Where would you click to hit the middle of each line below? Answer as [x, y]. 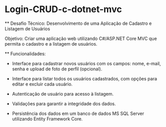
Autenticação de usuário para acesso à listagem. [63, 94]
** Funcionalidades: [25, 54]
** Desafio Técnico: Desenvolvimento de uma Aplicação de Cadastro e [78, 23]
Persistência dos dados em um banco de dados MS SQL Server [78, 113]
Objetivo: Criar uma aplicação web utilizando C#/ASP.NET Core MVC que [81, 38]
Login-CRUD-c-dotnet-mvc [63, 9]
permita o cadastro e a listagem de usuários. [51, 44]
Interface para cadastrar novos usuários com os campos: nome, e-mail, [86, 63]
